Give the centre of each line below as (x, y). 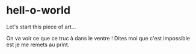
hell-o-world (38, 10)
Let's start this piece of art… (41, 27)
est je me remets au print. (38, 45)
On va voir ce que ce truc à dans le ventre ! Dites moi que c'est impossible (98, 38)
